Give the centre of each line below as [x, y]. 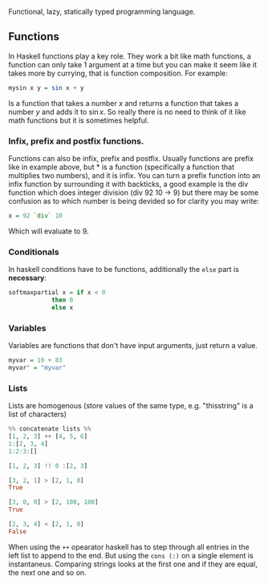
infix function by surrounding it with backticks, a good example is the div [128, 184]
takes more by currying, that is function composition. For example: [118, 73]
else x [62, 307]
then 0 [62, 300]
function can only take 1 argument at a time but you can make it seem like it [132, 64]
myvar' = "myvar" [37, 367]
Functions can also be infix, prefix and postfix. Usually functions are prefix [131, 158]
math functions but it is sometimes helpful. [79, 120]
